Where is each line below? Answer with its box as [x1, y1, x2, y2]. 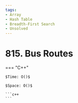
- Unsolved [5, 26, 28, 31]
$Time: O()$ [5, 74, 30, 80]
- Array [5, 12, 22, 17]
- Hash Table [5, 17, 33, 22]
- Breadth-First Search [5, 21, 55, 27]
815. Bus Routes [5, 48, 73, 60]
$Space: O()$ [5, 83, 33, 88]
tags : [5, 7, 17, 13]
